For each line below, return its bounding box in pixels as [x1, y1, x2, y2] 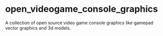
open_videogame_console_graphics [5, 3, 158, 15]
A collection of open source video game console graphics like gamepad [5, 20, 154, 26]
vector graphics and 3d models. [5, 25, 71, 31]
